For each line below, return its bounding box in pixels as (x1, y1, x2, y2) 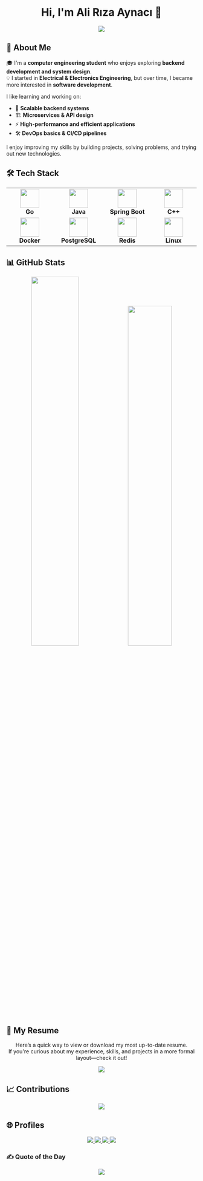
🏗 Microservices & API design (14, 111, 94, 119)
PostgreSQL (61, 236, 97, 245)
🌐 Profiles (6, 1120, 45, 1131)
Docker (19, 236, 40, 245)
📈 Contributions (6, 1084, 69, 1094)
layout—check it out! (76, 1054, 127, 1062)
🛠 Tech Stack (6, 168, 59, 179)
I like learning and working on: (6, 93, 82, 100)
